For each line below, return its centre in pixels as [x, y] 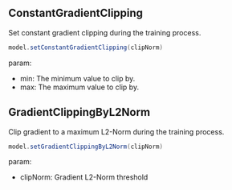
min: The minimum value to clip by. [77, 78]
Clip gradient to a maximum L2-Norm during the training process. [116, 131]
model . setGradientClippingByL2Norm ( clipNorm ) [85, 147]
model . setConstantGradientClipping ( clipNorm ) [85, 47]
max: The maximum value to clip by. [79, 87]
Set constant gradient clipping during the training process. [105, 32]
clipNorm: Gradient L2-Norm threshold [84, 177]
